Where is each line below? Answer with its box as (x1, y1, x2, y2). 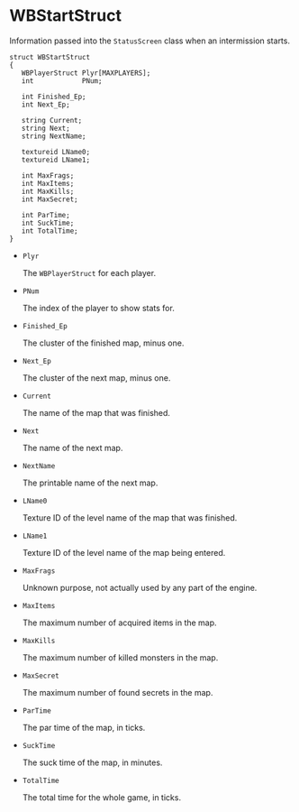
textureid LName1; (21, 155, 91, 164)
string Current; (21, 115, 83, 125)
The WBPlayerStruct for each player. (22, 267, 156, 278)
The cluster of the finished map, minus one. (22, 337, 185, 348)
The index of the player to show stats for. (22, 302, 176, 313)
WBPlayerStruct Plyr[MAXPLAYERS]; (21, 69, 151, 78)
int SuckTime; (21, 218, 75, 227)
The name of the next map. (22, 442, 123, 453)
